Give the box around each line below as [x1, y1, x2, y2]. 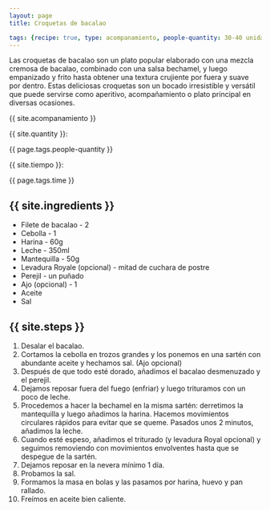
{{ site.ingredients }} [9, 199, 115, 212]
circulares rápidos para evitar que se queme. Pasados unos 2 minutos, [20, 418, 254, 427]
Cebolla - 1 [20, 229, 57, 239]
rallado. [20, 486, 46, 495]
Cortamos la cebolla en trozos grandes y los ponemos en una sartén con [20, 350, 261, 359]
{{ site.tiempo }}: [9, 160, 64, 170]
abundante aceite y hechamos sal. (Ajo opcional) [20, 358, 183, 367]
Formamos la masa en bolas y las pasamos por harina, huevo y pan [20, 477, 244, 487]
